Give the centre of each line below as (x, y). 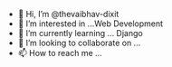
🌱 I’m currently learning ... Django (80, 33)
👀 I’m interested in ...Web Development (91, 24)
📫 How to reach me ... (60, 53)
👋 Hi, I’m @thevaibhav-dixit (68, 14)
